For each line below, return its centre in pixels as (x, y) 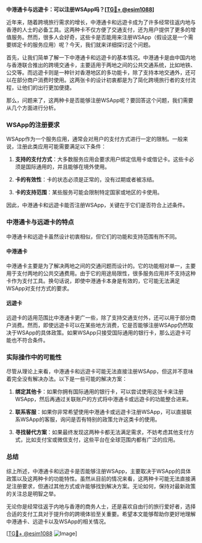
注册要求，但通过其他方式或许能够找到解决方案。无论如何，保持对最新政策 (103, 486)
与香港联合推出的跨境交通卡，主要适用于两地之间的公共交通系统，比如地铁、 (101, 65)
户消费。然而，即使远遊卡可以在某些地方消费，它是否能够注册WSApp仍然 (97, 325)
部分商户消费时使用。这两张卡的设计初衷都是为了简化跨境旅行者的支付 (103, 80)
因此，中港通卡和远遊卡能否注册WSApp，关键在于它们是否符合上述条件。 (97, 205)
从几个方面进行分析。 (32, 108)
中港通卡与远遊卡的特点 (40, 222)
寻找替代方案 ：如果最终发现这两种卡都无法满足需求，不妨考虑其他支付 (102, 432)
